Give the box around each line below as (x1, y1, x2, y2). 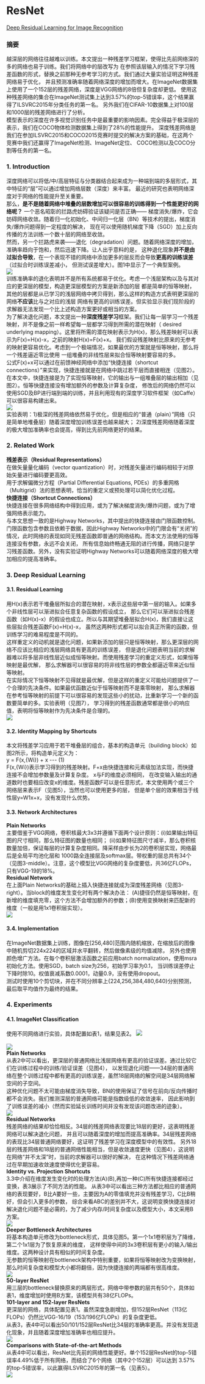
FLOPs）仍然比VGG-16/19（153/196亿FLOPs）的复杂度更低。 (6, 1313, 160, 1321)
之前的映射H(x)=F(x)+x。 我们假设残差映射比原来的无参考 (51, 336, 196, 343)
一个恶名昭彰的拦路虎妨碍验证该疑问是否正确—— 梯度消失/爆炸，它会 (23, 207, 198, 215)
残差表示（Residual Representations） (6, 456, 105, 463)
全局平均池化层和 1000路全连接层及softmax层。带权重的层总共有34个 (16, 852, 192, 859)
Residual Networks (6, 1115, 56, 1123)
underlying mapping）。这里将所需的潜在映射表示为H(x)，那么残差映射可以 (6, 328, 193, 336)
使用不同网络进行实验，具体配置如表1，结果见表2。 (6, 1029, 135, 1037)
